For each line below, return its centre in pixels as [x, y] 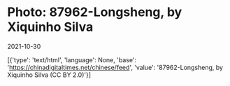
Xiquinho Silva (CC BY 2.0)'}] [49, 75]
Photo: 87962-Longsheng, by [95, 12]
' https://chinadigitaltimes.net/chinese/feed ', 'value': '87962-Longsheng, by [115, 67]
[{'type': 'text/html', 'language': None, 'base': [72, 59]
